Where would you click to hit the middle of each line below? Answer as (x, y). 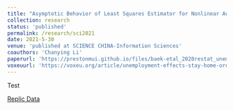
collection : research (39, 20)
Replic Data (24, 99)
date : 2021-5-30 (31, 40)
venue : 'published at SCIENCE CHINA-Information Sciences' (95, 46)
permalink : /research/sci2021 (51, 33)
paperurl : (22, 59)
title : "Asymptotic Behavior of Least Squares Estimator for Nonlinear (113, 14)
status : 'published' (37, 26)
